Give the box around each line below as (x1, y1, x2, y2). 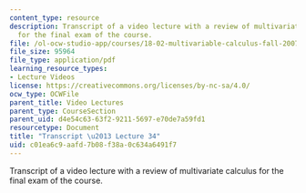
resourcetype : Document (9, 124, 100, 133)
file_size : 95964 (9, 47, 76, 56)
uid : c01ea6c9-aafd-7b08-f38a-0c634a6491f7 (9, 140, 178, 149)
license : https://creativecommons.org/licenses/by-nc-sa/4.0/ (9, 81, 250, 90)
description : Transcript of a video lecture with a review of (9, 22, 250, 31)
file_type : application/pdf (9, 56, 117, 65)
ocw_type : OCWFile (9, 89, 79, 98)
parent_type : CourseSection (9, 107, 117, 116)
